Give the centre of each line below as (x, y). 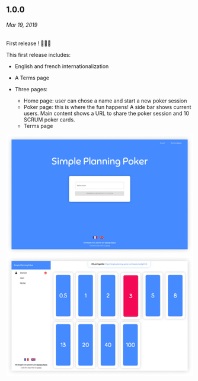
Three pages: (31, 89)
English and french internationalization (62, 66)
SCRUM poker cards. (49, 119)
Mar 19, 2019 (22, 25)
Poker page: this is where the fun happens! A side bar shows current (107, 107)
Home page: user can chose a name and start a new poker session (105, 101)
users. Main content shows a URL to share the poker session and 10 (106, 113)
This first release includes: (39, 55)
